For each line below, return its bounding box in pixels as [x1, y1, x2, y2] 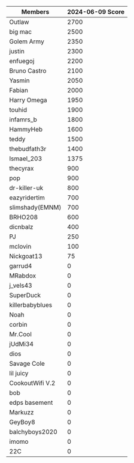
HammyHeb [9, 126, 43, 133]
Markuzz [9, 408, 34, 416]
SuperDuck [9, 291, 41, 299]
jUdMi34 [9, 340, 34, 348]
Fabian [9, 86, 29, 94]
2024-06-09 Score [67, 8, 125, 16]
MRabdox [9, 271, 36, 280]
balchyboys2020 [9, 428, 58, 436]
